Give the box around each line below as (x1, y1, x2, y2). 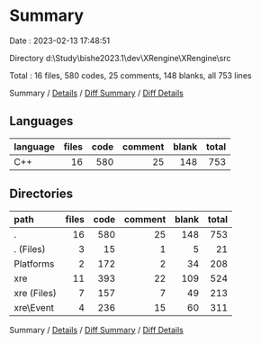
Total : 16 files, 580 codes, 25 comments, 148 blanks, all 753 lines (9, 69, 252, 81)
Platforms (13, 258, 55, 270)
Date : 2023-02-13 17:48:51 (9, 35, 111, 46)
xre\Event (13, 301, 55, 313)
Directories (9, 186, 74, 202)
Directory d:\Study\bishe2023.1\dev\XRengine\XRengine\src (9, 52, 231, 63)
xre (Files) (13, 286, 57, 299)
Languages (9, 113, 74, 129)
